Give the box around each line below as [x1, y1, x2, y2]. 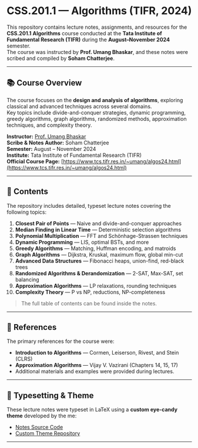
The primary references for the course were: [6, 338, 115, 345]
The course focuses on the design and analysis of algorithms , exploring [6, 96, 183, 103]
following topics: [6, 208, 46, 215]
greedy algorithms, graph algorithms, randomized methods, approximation [6, 115, 187, 122]
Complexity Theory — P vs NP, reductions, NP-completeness [15, 288, 166, 295]
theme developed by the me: [6, 412, 77, 419]
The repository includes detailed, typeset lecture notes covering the [6, 202, 171, 209]
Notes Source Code [15, 424, 63, 431]
